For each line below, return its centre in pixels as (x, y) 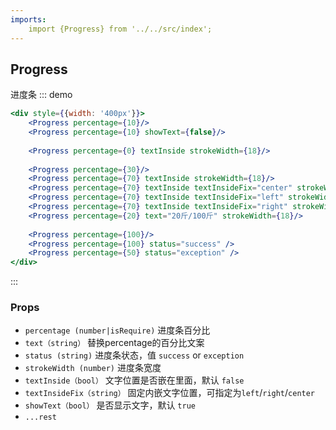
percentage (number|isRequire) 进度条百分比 (117, 330)
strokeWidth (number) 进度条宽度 (93, 368)
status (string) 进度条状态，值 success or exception (134, 355)
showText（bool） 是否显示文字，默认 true (110, 405)
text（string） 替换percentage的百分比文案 (114, 343)
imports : (28, 19)
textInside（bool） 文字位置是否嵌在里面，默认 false (134, 380)
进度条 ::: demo (41, 95)
